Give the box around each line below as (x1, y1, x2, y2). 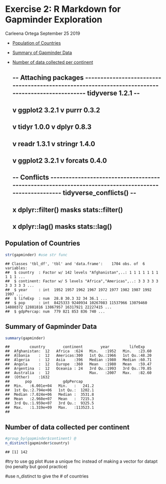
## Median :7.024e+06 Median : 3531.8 (5, 392, 94, 397)
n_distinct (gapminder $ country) (5, 441, 70, 446)
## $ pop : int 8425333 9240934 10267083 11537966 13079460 (5, 300, 148, 305)
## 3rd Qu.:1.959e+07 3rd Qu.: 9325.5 (5, 401, 94, 406)
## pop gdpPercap (5, 379, 83, 384)
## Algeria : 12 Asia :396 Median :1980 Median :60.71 (5, 358, 152, 363)
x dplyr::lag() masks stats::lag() (12, 222, 112, 231)
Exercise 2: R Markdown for (5, 3, 121, 15)
